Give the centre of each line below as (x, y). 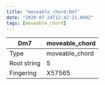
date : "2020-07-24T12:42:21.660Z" (50, 17)
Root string (25, 63)
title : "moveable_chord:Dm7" (43, 12)
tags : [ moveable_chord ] (36, 23)
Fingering (23, 73)
